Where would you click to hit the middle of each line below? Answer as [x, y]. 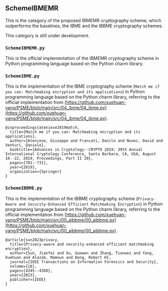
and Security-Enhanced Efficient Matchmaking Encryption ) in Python [91, 204]
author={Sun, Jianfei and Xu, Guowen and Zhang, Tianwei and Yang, [82, 253]
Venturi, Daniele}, [26, 146]
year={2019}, [23, 167]
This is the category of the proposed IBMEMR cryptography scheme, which [83, 20]
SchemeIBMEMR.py [25, 48]
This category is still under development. [48, 35]
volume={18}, [23, 266]
